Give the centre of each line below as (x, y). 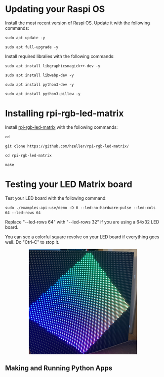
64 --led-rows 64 (23, 213)
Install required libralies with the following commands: (60, 56)
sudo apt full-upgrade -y (32, 47)
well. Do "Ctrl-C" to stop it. (32, 242)
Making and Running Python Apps (59, 368)
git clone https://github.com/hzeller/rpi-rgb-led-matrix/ (67, 146)
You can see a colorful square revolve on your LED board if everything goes (82, 237)
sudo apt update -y (25, 38)
